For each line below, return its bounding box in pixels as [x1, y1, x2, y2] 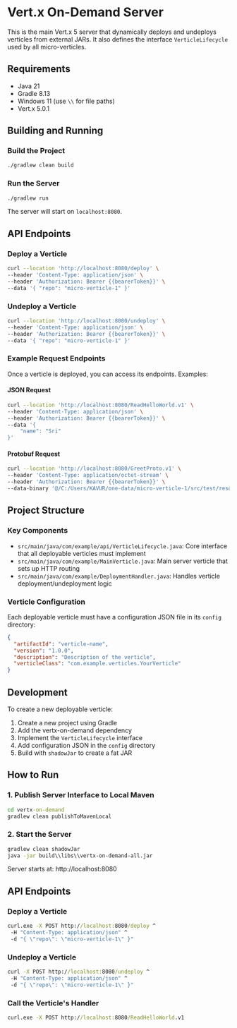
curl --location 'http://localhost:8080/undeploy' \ [7, 317, 166, 325]
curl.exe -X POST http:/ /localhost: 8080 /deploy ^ [7, 922, 157, 930]
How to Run [7, 769, 59, 781]
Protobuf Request [7, 449, 61, 458]
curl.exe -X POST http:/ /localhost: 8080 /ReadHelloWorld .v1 [7, 1014, 185, 1021]
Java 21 [17, 82, 40, 90]
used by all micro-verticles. [7, 42, 87, 51]
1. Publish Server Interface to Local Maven [7, 790, 155, 800]
